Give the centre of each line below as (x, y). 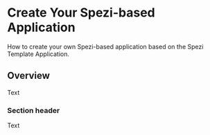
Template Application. (38, 54)
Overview (29, 76)
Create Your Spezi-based (81, 13)
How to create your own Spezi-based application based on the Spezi (105, 46)
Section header (34, 110)
